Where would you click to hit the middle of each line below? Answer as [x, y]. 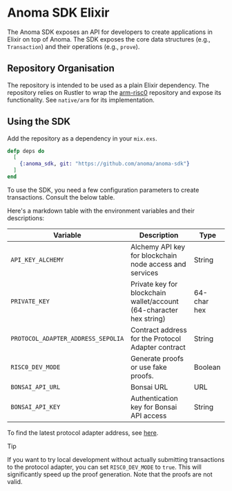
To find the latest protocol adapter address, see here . [83, 432]
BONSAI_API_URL [36, 387]
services [144, 273]
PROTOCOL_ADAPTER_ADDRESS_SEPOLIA [67, 338]
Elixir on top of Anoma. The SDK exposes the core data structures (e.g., [109, 39]
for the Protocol [156, 339]
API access [148, 416]
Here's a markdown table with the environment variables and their [101, 211]
